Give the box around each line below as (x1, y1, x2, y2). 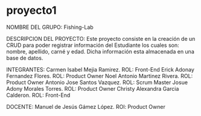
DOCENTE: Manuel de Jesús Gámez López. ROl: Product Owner (6, 103, 166, 110)
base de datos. (6, 54, 43, 61)
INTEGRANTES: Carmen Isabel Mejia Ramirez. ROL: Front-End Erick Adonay (6, 66, 195, 73)
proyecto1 (6, 4, 57, 17)
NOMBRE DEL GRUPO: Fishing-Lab (6, 23, 94, 31)
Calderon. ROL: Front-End (6, 91, 71, 99)
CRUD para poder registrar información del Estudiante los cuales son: (6, 41, 179, 49)
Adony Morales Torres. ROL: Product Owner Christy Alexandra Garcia (6, 85, 179, 92)
